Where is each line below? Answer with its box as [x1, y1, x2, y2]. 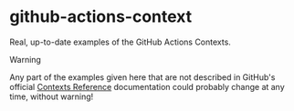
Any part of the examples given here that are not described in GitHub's [9, 71, 276, 83]
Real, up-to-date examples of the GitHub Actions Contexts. [9, 36, 231, 47]
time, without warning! [9, 91, 94, 102]
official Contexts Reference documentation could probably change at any [9, 81, 285, 92]
